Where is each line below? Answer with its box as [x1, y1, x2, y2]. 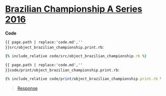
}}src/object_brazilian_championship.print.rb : [5, 44, 104, 50]
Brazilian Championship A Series [5, 3, 142, 15]
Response [17, 85, 38, 91]
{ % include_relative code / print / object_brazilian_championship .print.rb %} [5, 76, 165, 81]
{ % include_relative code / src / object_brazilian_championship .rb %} [5, 53, 147, 59]
